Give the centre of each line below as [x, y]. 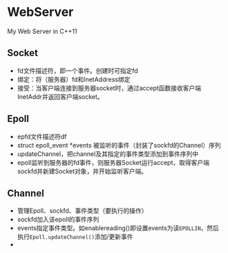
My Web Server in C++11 [42, 31]
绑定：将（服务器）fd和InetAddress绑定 [74, 79]
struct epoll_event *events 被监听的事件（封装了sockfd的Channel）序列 [119, 145]
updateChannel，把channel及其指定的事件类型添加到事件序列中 [108, 154]
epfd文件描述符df [42, 137]
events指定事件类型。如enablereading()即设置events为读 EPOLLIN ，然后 [118, 228]
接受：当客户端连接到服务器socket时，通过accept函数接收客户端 [109, 88]
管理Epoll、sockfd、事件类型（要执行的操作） [82, 211]
